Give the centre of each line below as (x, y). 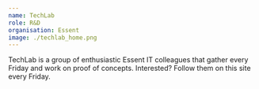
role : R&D (25, 23)
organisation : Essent (44, 30)
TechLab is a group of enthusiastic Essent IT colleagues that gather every (128, 60)
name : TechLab (32, 15)
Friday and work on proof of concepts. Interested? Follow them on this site (129, 69)
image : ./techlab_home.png (53, 37)
